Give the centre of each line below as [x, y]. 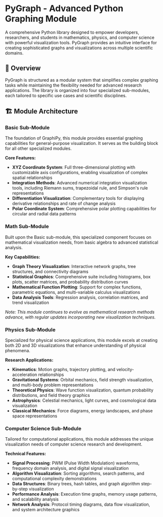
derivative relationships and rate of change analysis [64, 204]
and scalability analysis [35, 499]
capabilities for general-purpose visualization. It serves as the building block [82, 143]
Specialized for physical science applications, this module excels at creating [81, 340]
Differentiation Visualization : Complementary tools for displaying [78, 198]
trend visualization [31, 303]
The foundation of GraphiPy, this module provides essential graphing [74, 138]
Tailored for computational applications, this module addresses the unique [79, 439]
